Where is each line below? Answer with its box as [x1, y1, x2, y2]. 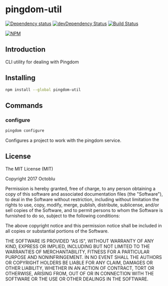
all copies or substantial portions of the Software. [5, 228, 109, 234]
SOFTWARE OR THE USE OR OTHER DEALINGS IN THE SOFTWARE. [5, 276, 149, 282]
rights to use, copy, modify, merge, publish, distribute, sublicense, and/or [5, 202, 159, 208]
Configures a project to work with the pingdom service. [5, 137, 122, 144]
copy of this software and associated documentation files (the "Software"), [5, 190, 163, 197]
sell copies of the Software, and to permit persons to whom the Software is [5, 207, 163, 213]
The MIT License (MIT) [5, 165, 54, 172]
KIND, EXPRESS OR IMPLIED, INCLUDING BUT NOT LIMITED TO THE [5, 243, 150, 249]
